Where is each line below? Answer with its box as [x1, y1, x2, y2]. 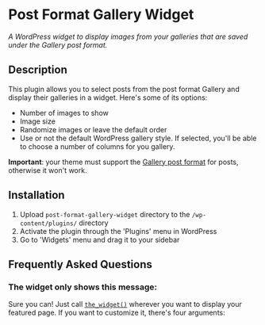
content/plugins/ [19, 220, 78, 227]
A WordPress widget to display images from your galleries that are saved [8, 32, 248, 41]
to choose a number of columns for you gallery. [19, 141, 175, 151]
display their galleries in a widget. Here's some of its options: [8, 93, 208, 102]
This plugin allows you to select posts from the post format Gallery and [8, 84, 240, 94]
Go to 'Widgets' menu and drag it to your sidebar [19, 235, 180, 244]
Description [8, 63, 67, 77]
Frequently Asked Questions [8, 258, 153, 271]
